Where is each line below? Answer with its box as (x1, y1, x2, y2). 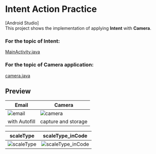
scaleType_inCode (43, 133, 88, 140)
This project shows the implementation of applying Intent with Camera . (5, 25, 152, 31)
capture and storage (40, 118, 88, 125)
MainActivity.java (5, 49, 40, 55)
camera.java (5, 73, 31, 78)
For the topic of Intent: (5, 37, 61, 44)
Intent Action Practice (5, 3, 97, 15)
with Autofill (7, 118, 36, 125)
